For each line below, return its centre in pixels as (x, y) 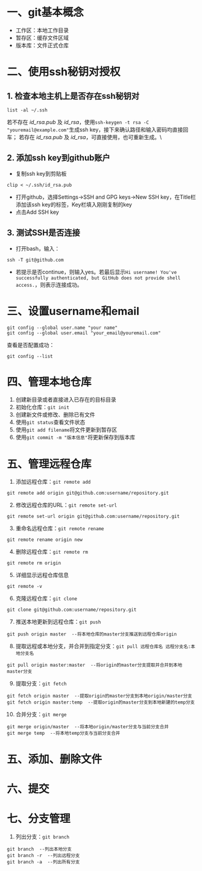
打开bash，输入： (38, 248)
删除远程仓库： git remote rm (52, 552)
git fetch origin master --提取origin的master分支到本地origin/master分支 (99, 696)
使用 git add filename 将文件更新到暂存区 (66, 430)
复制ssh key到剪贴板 (41, 173)
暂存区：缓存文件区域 (42, 37)
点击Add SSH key (37, 212)
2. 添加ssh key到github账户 (58, 158)
